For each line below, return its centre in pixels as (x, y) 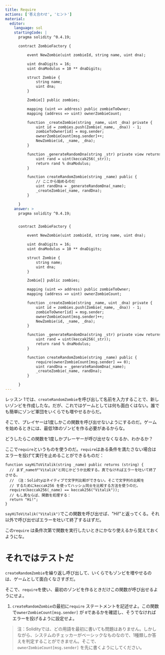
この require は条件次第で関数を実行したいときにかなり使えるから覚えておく (82, 530)
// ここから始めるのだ (56, 182)
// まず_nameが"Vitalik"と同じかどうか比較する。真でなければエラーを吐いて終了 (83, 470)
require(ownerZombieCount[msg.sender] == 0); (83, 362)
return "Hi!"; (24, 499)
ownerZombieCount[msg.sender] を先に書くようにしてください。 (81, 647)
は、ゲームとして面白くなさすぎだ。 (41, 579)
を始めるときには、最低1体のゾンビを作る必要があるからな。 (66, 428)
